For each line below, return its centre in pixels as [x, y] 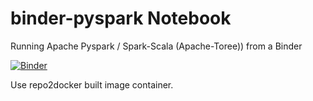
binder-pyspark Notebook [121, 18]
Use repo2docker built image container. [92, 84]
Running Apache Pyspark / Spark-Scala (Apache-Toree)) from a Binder [156, 46]
